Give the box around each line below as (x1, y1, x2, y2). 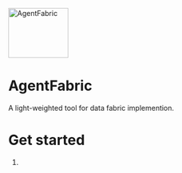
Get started (8, 132, 85, 149)
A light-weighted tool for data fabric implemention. (8, 103, 174, 112)
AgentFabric (8, 77, 93, 95)
